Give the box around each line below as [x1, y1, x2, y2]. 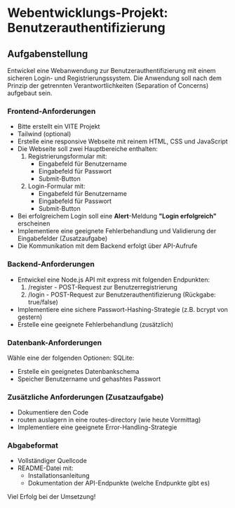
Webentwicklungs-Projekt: [7, 5, 168, 21]
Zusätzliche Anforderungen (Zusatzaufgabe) [7, 392, 164, 402]
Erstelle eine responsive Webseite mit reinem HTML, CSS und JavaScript [17, 137, 228, 145]
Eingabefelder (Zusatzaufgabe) [17, 234, 108, 243]
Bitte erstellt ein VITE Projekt [17, 122, 100, 131]
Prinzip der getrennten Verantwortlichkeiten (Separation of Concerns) [7, 82, 209, 89]
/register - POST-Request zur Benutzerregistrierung [27, 282, 177, 291]
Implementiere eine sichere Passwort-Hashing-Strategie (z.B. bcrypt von [17, 305, 228, 313]
